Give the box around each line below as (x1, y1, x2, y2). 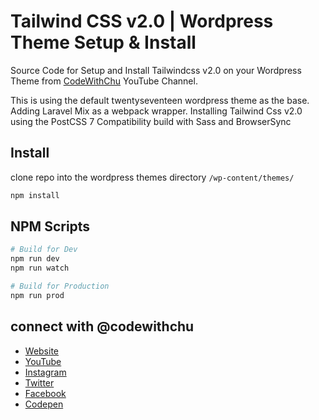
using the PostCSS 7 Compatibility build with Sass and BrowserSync (10, 115, 292, 127)
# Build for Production (10, 281, 110, 292)
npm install (10, 190, 60, 200)
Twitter (24, 376, 55, 389)
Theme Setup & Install (10, 31, 197, 54)
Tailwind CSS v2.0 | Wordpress (10, 10, 274, 33)
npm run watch (10, 263, 70, 274)
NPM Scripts (10, 218, 91, 235)
